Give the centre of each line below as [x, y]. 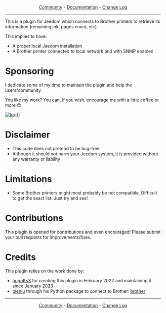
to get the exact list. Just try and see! [50, 198]
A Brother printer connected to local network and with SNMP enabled [83, 51]
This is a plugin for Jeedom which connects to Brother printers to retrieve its [83, 21]
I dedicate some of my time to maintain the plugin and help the [69, 85]
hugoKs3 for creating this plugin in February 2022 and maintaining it [82, 280]
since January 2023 [33, 286]
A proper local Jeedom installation [47, 46]
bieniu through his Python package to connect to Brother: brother [79, 291]
